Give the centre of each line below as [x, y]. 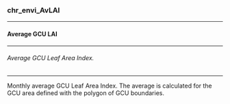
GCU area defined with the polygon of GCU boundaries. [86, 93]
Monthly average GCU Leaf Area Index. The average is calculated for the [110, 86]
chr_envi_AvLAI [34, 10]
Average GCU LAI [32, 34]
